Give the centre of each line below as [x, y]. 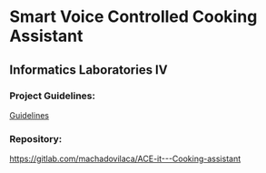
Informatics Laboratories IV [89, 70]
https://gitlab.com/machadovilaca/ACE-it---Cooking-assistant [125, 159]
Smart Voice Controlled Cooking [133, 17]
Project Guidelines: [52, 96]
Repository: [36, 138]
